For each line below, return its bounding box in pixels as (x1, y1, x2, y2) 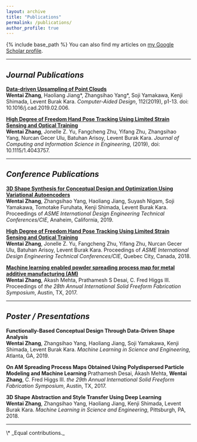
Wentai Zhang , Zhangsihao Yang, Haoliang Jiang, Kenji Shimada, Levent (6, 400, 182, 407)
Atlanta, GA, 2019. (6, 352, 50, 359)
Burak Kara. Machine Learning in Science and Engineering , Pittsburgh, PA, (6, 406, 186, 413)
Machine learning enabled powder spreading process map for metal (6, 264, 175, 271)
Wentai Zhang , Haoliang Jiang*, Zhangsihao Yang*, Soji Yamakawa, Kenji (6, 92, 183, 99)
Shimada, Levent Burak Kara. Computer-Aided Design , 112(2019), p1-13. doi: (6, 98, 189, 105)
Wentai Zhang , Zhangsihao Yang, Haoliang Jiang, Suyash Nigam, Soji (6, 197, 175, 205)
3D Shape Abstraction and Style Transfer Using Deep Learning (6, 393, 162, 400)
